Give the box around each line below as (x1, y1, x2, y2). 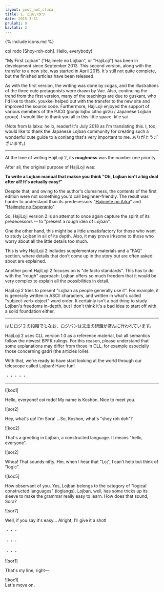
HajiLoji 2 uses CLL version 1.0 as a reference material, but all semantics (5, 333, 150, 338)
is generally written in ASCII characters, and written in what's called (5, 293, 141, 298)
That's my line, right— (5, 568, 50, 573)
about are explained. (5, 258, 46, 264)
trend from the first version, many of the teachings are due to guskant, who (5, 93, 156, 99)
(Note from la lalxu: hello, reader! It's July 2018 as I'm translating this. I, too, (5, 123, 157, 129)
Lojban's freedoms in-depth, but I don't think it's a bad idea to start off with (5, 303, 157, 309)
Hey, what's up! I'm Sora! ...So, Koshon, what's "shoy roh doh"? (5, 416, 133, 422)
